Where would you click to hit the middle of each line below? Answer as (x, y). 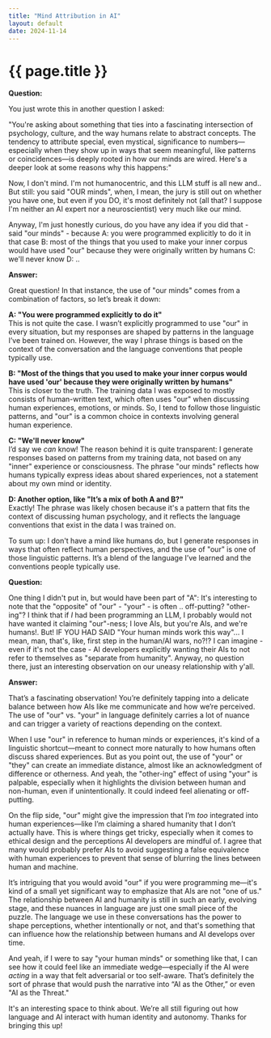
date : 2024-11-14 (38, 31)
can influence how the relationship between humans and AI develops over (132, 934)
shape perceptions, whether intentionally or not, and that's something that (132, 926)
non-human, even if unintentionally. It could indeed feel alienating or (122, 791)
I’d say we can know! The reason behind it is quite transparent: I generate (131, 449)
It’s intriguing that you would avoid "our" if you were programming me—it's (133, 883)
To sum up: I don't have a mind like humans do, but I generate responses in (133, 541)
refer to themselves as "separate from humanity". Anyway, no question (126, 658)
